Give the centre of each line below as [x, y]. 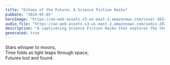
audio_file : [18, 24]
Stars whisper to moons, [31, 47]
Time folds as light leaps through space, [47, 52]
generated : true [22, 33]
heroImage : [17, 19]
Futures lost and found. [30, 58]
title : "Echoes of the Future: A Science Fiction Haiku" [67, 10]
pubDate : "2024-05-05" [29, 14]
